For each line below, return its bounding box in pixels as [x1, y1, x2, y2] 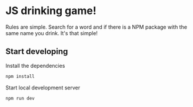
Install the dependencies [5, 62, 65, 69]
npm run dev [5, 95, 35, 101]
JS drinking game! [5, 4, 96, 18]
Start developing [5, 47, 68, 57]
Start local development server [5, 84, 81, 91]
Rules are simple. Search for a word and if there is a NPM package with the [5, 23, 188, 30]
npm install [5, 73, 35, 80]
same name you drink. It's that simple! [5, 29, 98, 36]
